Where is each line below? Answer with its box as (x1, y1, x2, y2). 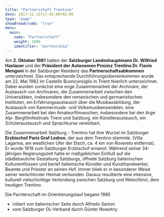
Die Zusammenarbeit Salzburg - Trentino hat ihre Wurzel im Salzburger (5, 129, 149, 135)
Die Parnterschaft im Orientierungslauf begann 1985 (5, 191, 111, 197)
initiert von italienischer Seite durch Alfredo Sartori (12, 201, 115, 207)
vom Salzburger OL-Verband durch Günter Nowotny (12, 206, 118, 212)
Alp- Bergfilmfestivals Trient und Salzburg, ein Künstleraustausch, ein (5, 115, 146, 121)
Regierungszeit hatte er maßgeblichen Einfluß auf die (23, 151, 131, 156)
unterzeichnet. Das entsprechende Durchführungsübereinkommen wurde (5, 73, 154, 79)
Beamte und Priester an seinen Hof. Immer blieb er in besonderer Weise (5, 166, 151, 172)
